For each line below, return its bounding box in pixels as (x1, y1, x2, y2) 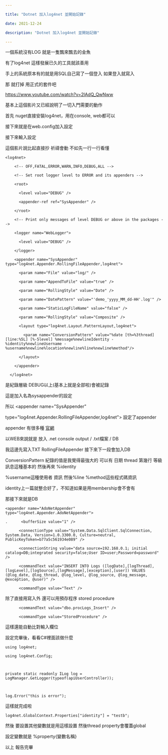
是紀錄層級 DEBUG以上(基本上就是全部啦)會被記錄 (5, 382, 109, 388)
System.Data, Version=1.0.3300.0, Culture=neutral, (5, 533, 116, 538)
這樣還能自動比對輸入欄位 (5, 624, 59, 630)
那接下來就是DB (5, 496, 38, 502)
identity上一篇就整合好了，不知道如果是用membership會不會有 (5, 485, 135, 492)
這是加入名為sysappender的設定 (5, 393, 73, 399)
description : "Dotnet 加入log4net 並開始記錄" (5, 30, 100, 35)
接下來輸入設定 (5, 134, 36, 140)
